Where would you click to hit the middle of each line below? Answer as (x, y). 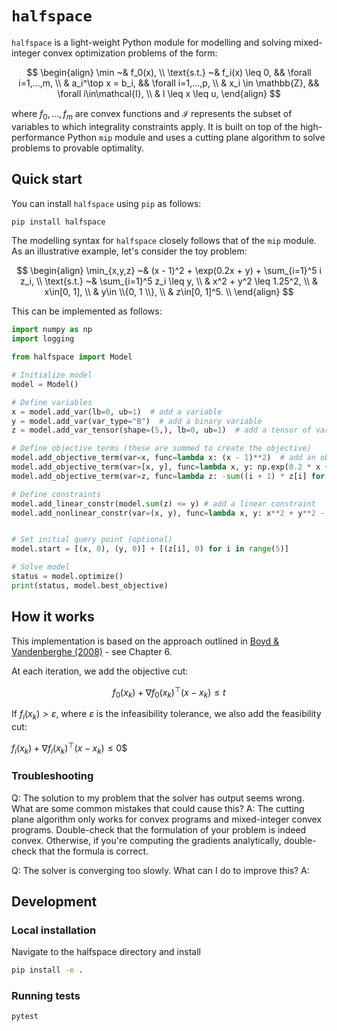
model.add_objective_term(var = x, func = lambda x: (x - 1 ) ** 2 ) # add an (163, 458)
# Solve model (41, 567)
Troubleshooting (52, 776)
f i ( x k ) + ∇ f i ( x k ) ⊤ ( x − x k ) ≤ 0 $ (69, 748)
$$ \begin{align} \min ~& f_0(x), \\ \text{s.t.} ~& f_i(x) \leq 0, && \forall (169, 72)
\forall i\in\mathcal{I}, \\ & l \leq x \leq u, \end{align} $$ (169, 93)
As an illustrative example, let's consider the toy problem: (129, 251)
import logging (43, 339)
